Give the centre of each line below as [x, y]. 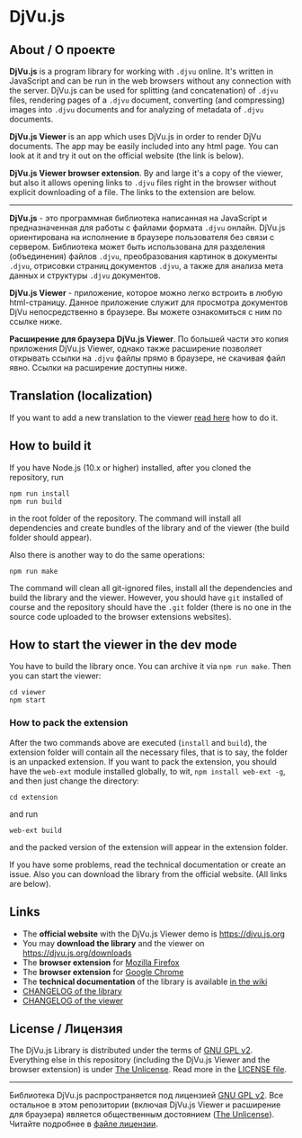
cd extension [34, 797]
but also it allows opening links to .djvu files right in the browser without [143, 183]
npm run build [36, 501]
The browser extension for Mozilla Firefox [101, 962]
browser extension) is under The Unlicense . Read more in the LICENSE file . [148, 1070]
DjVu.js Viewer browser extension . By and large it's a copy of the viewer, [146, 173]
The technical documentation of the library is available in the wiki [145, 981]
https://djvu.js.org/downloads [77, 953]
